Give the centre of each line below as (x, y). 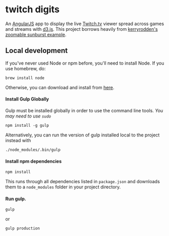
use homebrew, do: (26, 68)
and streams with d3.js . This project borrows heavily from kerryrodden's (81, 29)
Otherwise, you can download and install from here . (60, 87)
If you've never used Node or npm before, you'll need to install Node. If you (85, 63)
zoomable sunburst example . (36, 34)
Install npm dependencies (34, 161)
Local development (37, 51)
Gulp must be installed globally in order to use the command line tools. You (84, 110)
